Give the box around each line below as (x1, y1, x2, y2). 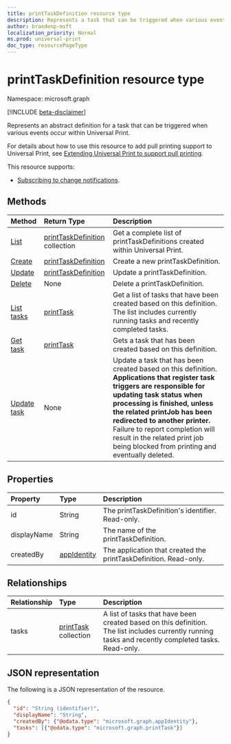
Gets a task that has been (112, 335, 195, 345)
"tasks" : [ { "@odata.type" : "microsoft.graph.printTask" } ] (13, 724, 184, 731)
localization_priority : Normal (7, 29, 97, 37)
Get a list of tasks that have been (112, 290, 219, 300)
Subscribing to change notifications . (16, 176, 120, 184)
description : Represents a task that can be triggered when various (7, 17, 208, 23)
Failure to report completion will (112, 424, 215, 434)
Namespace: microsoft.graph (7, 94, 90, 103)
